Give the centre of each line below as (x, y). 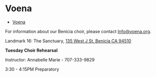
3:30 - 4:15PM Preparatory (32, 69)
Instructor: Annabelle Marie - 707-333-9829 (50, 59)
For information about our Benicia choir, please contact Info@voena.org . (78, 31)
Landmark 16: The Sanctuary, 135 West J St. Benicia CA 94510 (68, 41)
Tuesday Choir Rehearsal (31, 50)
